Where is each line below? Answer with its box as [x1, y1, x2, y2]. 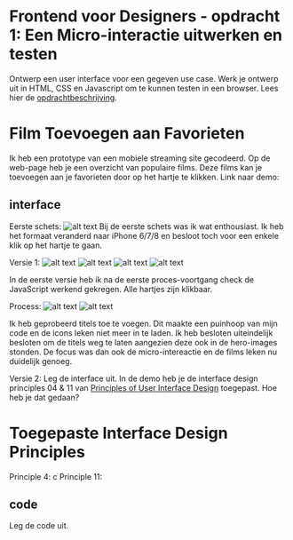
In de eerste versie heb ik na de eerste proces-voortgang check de [9, 274, 255, 285]
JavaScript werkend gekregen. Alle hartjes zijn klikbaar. [9, 283, 213, 294]
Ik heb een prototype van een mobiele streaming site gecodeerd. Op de [9, 153, 271, 163]
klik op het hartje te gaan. [9, 240, 102, 250]
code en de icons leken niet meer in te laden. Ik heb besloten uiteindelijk [9, 327, 273, 338]
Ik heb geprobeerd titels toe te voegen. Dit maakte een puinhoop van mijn [9, 318, 278, 329]
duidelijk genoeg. [9, 355, 73, 366]
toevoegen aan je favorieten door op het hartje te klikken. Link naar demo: [9, 171, 280, 182]
